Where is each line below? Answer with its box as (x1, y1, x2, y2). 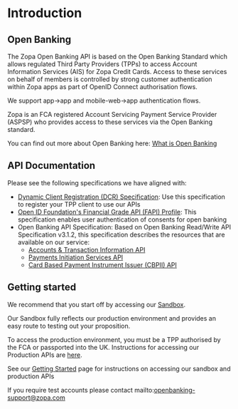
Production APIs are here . (7, 351, 83, 359)
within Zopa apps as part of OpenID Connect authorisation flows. (7, 83, 198, 90)
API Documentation (7, 160, 96, 172)
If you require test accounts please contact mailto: (7, 385, 155, 394)
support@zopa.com (7, 393, 65, 402)
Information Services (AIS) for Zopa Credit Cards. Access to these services (7, 68, 227, 76)
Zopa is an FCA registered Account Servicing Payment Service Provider (7, 110, 217, 118)
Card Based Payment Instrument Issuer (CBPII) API (28, 260, 178, 269)
